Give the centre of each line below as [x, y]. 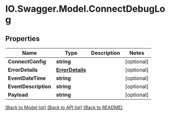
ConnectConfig [27, 62]
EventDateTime [27, 78]
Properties [23, 39]
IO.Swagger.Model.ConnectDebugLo [85, 9]
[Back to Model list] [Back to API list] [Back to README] [64, 107]
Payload [18, 95]
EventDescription [29, 86]
